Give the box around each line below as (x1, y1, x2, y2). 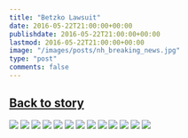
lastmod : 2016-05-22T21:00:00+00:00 (9, 37, 145, 47)
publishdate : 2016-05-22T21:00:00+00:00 (9, 29, 161, 38)
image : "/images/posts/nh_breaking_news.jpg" (9, 46, 180, 55)
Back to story (9, 95, 84, 111)
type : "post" (9, 54, 58, 63)
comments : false (9, 63, 69, 72)
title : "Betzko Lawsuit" (9, 12, 101, 22)
